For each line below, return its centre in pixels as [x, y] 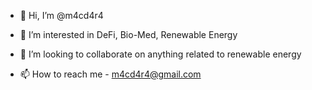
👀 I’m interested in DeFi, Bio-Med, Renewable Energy [128, 34]
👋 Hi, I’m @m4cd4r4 [61, 15]
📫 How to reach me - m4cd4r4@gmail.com [110, 74]
